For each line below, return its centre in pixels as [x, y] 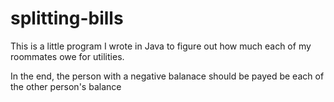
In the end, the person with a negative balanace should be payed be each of [167, 76]
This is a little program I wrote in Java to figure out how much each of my [161, 46]
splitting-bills [67, 18]
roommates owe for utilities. [67, 56]
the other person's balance [66, 86]
